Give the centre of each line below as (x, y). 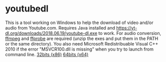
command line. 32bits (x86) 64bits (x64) (47, 54)
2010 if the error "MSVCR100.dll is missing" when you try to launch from (79, 49)
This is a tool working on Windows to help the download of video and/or (79, 22)
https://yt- (127, 27)
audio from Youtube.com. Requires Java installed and (60, 27)
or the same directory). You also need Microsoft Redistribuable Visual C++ (82, 43)
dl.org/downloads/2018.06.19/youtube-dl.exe (51, 33)
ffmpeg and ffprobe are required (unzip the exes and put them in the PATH (82, 38)
